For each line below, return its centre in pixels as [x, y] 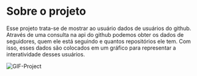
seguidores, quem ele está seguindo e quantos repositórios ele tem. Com [99, 41]
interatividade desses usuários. [46, 54]
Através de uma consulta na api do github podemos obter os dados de [95, 34]
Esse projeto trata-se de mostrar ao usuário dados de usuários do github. [99, 28]
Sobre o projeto [46, 11]
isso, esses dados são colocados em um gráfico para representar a [91, 48]
